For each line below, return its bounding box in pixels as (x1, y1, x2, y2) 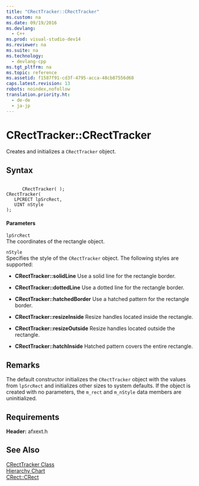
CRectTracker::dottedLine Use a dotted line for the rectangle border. (14, 284, 185, 291)
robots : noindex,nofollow (6, 86, 70, 92)
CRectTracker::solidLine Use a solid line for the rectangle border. (14, 272, 176, 280)
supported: (6, 261, 33, 268)
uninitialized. (6, 395, 37, 402)
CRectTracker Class (6, 460, 55, 468)
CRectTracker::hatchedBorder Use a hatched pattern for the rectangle (14, 296, 189, 303)
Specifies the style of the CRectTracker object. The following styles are (6, 255, 179, 262)
